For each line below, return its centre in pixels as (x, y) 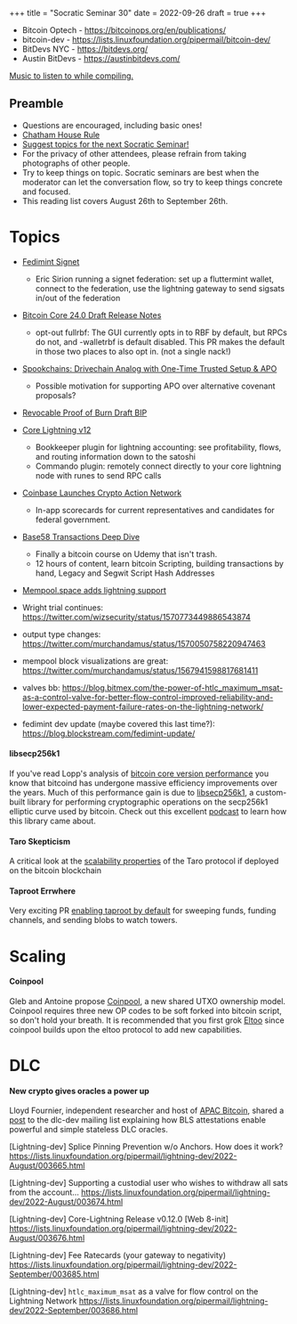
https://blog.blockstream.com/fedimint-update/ (108, 733)
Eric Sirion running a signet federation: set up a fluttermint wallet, (154, 279)
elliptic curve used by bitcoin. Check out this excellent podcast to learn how (148, 811)
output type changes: (61, 634)
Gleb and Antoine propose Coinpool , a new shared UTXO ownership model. (148, 1001)
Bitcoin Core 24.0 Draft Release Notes (92, 315)
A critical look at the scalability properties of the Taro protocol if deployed (144, 861)
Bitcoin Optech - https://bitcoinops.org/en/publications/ (124, 30)
